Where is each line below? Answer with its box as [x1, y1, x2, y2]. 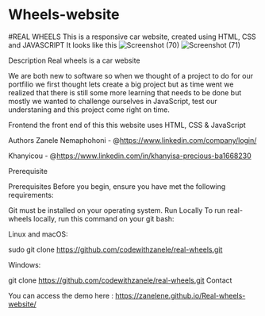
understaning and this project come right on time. [8, 105, 171, 114]
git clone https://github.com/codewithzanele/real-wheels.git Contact [8, 276, 232, 285]
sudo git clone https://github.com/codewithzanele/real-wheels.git [8, 245, 223, 254]
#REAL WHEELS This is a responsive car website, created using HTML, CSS [8, 32, 256, 41]
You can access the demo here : [8, 291, 113, 300]
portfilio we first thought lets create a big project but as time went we [8, 79, 234, 89]
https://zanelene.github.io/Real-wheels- [114, 291, 246, 300]
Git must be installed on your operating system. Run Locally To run [8, 205, 226, 215]
